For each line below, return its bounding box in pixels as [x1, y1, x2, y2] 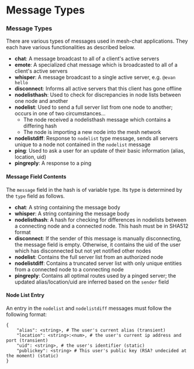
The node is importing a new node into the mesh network [23, 129, 162, 136]
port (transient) [6, 337, 49, 343]
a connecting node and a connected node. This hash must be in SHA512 [14, 222, 189, 229]
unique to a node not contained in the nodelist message [14, 141, 151, 148]
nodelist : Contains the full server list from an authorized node [14, 253, 164, 260]
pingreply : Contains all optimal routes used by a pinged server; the [14, 272, 176, 279]
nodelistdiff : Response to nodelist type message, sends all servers [14, 135, 178, 142]
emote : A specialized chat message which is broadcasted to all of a [14, 61, 178, 68]
